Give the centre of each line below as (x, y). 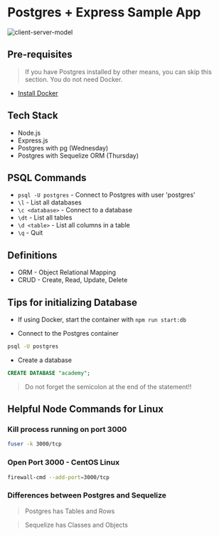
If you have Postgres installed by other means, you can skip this (118, 71)
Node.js (29, 133)
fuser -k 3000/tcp (34, 444)
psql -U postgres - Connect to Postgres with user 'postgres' (106, 195)
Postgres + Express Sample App (104, 12)
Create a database (45, 360)
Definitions (32, 255)
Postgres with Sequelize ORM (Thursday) (78, 155)
